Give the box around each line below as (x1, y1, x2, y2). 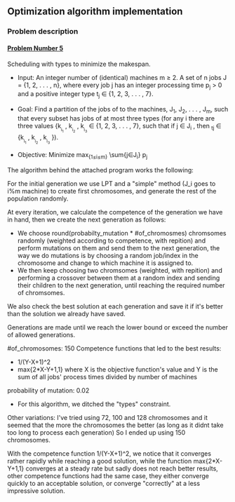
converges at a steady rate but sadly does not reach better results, (25, 464, 219, 473)
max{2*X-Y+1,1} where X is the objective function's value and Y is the (17, 365, 219, 374)
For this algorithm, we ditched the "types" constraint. (17, 400, 171, 408)
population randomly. (7, 194, 69, 203)
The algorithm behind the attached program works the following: (7, 165, 194, 174)
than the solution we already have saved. (7, 309, 126, 318)
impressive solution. (7, 487, 65, 495)
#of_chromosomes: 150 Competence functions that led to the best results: (7, 344, 222, 353)
